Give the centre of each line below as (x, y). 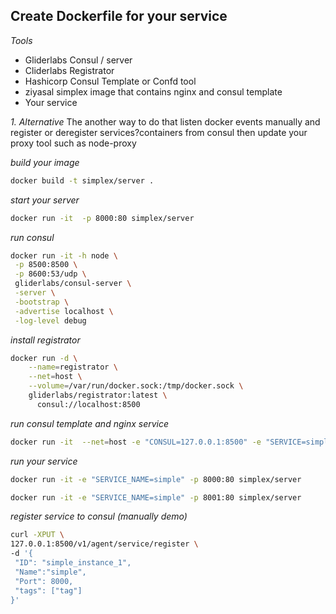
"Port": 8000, (44, 581)
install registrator (45, 340)
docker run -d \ (44, 358)
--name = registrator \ (73, 367)
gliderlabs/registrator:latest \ (98, 395)
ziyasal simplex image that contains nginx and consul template (153, 91)
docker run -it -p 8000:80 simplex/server (102, 218)
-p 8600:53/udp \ (50, 274)
